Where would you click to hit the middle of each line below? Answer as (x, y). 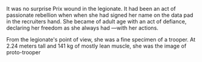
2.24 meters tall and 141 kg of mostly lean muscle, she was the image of (96, 46)
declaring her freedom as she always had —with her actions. (82, 28)
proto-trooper (23, 52)
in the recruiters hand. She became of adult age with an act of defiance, (96, 21)
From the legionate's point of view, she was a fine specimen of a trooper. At (101, 39)
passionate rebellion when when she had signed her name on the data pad (100, 15)
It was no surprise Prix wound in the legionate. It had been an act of (91, 9)
